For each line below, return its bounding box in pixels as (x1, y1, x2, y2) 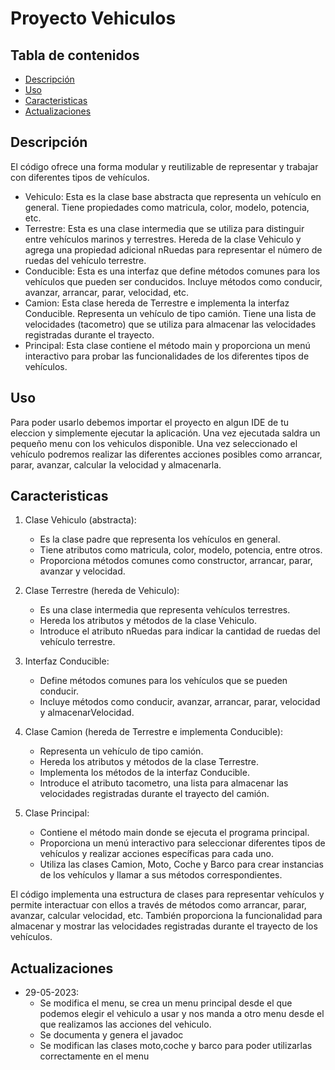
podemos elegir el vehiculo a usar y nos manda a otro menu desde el (39, 1008, 325, 1020)
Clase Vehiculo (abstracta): (24, 514, 137, 526)
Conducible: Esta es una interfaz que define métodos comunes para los (24, 265, 321, 277)
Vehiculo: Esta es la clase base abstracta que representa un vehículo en (24, 190, 322, 202)
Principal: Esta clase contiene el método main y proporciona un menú (24, 339, 311, 351)
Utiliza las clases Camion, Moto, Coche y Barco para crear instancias (39, 858, 324, 871)
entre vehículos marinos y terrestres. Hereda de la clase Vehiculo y (24, 233, 302, 245)
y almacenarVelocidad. (39, 707, 135, 719)
